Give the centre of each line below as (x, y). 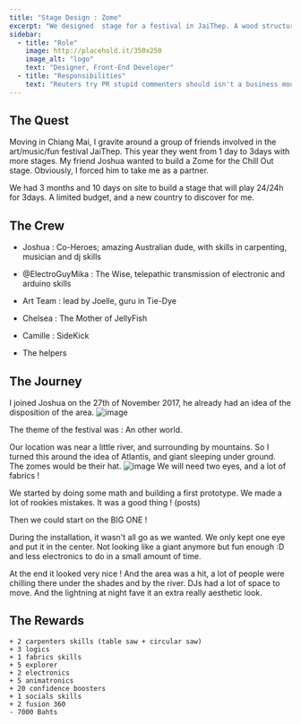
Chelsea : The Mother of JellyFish (85, 318)
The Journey (46, 381)
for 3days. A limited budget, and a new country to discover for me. (132, 197)
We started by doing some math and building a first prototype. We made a (146, 493)
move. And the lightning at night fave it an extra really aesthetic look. (136, 593)
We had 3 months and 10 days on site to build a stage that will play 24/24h (146, 188)
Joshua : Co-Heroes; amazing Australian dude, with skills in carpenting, (155, 247)
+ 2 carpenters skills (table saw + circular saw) (106, 642)
